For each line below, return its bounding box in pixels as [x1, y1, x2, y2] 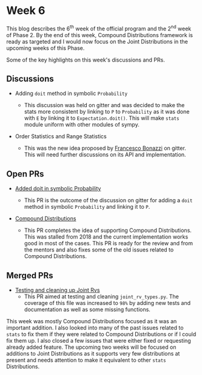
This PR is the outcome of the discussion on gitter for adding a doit [24, 197, 193, 204]
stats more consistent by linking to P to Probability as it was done [24, 108, 190, 116]
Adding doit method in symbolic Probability [15, 89, 128, 97]
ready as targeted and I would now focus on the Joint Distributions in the [6, 38, 188, 45]
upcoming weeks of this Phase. [6, 44, 85, 52]
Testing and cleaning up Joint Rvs [15, 287, 100, 294]
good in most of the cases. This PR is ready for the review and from [24, 240, 193, 247]
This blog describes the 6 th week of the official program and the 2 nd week [6, 24, 192, 32]
